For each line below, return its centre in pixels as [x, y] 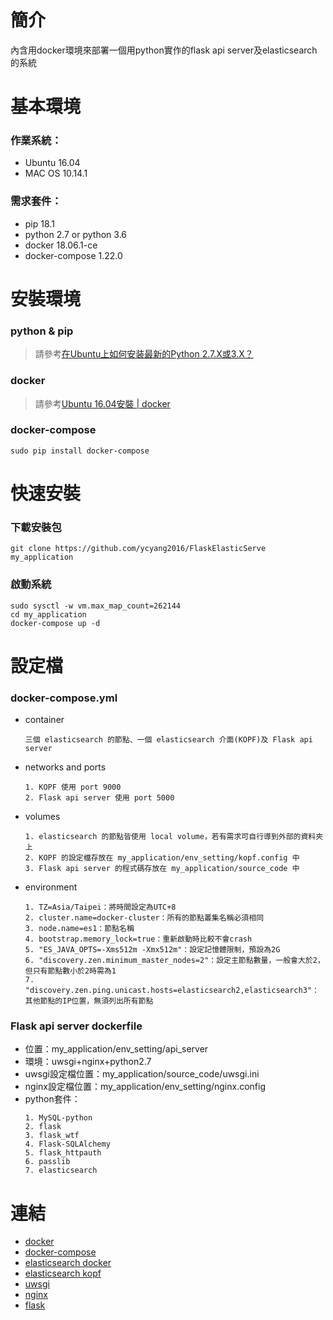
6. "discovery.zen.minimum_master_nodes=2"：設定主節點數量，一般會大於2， [174, 961]
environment [51, 887]
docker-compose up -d [55, 623]
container [44, 720]
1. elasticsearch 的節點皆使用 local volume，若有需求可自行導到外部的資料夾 [174, 837]
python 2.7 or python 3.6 [75, 234]
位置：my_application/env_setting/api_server [116, 1049]
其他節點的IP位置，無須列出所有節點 [89, 1001]
